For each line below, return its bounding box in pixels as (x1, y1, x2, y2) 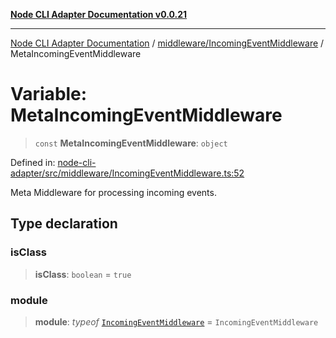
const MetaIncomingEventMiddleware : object (34, 137, 228, 149)
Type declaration (10, 215, 118, 233)
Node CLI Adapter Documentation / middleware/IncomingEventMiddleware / (10, 37, 325, 49)
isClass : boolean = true (34, 268, 132, 280)
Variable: (10, 83, 88, 106)
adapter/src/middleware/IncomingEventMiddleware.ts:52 (10, 167, 245, 179)
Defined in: (10, 156, 56, 168)
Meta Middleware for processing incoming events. (10, 186, 217, 198)
